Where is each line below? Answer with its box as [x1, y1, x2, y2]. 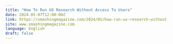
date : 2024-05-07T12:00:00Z [5, 12, 66, 17]
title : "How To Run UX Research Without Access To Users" [5, 7, 132, 13]
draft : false [5, 31, 33, 36]
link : [5, 17, 17, 22]
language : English [5, 26, 45, 31]
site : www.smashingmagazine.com [5, 21, 75, 27]
